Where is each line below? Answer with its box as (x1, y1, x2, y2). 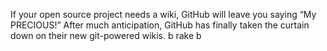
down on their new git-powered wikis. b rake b (10, 30, 202, 41)
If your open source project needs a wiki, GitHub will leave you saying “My (10, 9, 317, 20)
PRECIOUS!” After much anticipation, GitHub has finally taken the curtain (10, 19, 310, 31)
